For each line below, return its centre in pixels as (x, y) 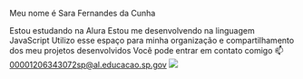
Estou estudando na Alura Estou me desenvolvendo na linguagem (132, 30)
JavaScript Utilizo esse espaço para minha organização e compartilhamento (152, 40)
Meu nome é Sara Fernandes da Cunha (83, 13)
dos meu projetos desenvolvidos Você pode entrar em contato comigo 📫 (147, 50)
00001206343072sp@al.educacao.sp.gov (88, 64)
